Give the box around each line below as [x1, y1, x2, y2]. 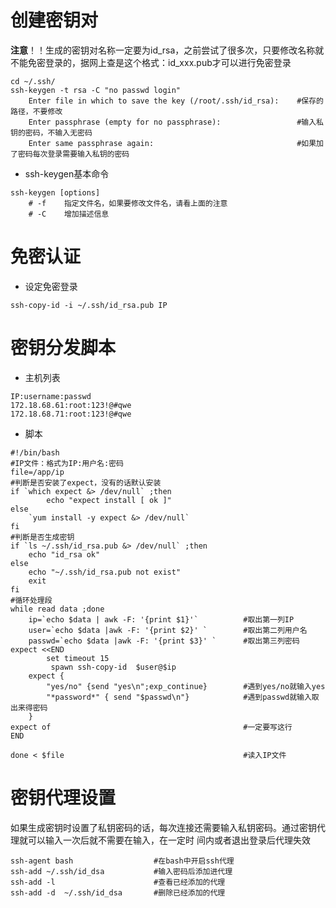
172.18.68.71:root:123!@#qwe [10, 409, 132, 419]
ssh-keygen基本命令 [24, 167, 110, 180]
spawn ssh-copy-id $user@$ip [50, 662, 177, 672]
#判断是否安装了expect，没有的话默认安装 [10, 477, 162, 488]
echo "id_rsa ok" [28, 549, 101, 560]
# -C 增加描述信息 [28, 209, 110, 219]
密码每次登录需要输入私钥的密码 [17, 149, 130, 159]
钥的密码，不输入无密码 [10, 127, 93, 138]
